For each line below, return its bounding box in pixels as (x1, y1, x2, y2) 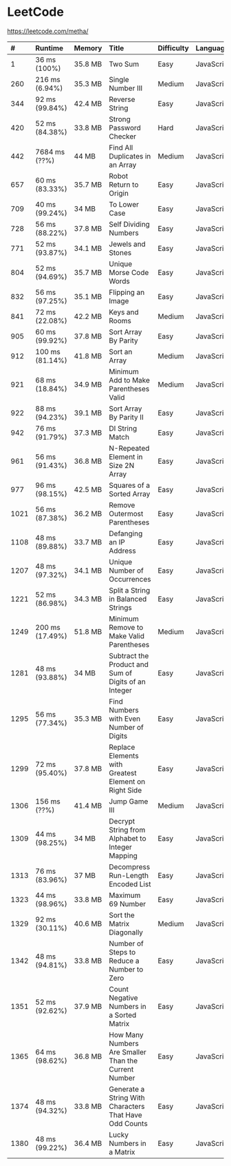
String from (109, 825, 146, 835)
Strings (109, 602, 133, 612)
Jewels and (109, 239, 146, 249)
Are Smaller (109, 1047, 146, 1056)
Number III (109, 83, 143, 93)
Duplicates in (109, 151, 151, 161)
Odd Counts (109, 1118, 148, 1128)
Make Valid (109, 631, 144, 641)
